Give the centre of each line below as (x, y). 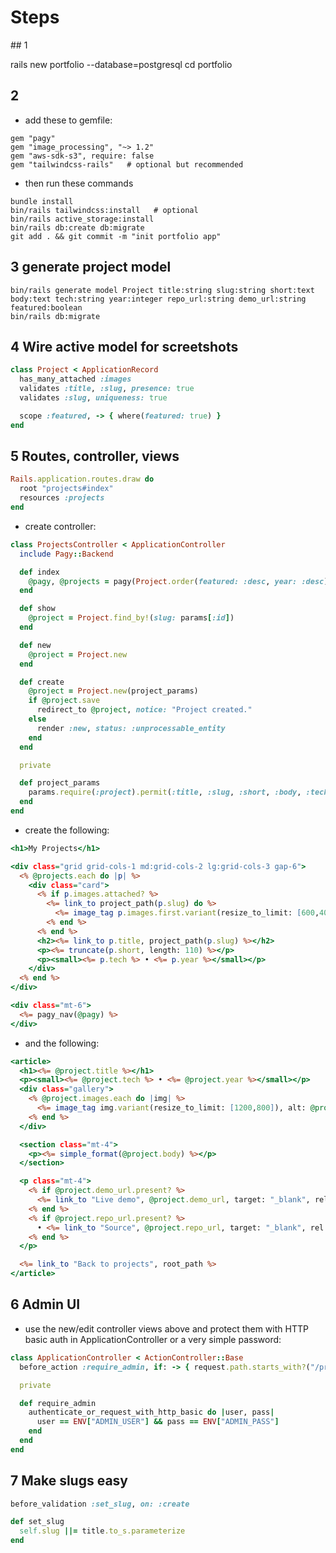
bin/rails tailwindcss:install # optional (104, 210)
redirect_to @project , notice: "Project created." (144, 710)
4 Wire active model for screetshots (124, 346)
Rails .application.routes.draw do (82, 479)
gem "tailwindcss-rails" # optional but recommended (127, 164)
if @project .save (64, 701)
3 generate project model (91, 267)
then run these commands (79, 183)
